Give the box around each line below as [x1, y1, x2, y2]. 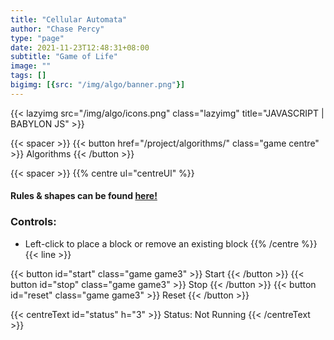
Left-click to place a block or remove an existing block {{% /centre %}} [24, 237, 318, 250]
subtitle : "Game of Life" [10, 52, 118, 62]
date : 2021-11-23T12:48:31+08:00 [10, 42, 150, 53]
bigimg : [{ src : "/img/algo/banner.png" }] [10, 80, 186, 90]
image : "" [10, 61, 52, 71]
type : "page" [10, 33, 65, 43]
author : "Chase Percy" [10, 24, 105, 34]
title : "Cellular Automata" [10, 14, 128, 25]
